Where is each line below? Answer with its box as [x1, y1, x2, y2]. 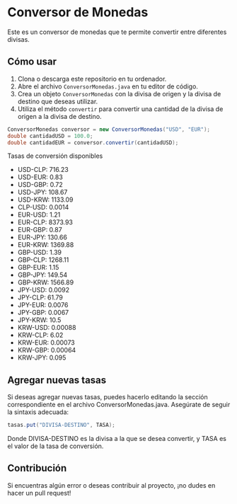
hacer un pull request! [7, 488, 71, 497]
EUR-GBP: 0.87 [17, 226, 62, 234]
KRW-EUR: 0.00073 [17, 338, 76, 347]
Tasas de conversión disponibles [7, 151, 103, 160]
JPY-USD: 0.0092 [17, 286, 70, 294]
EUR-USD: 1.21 [17, 210, 61, 219]
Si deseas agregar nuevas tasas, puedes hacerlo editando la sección [7, 393, 208, 401]
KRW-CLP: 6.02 [17, 331, 64, 340]
